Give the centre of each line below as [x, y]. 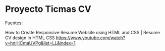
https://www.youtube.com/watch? [90, 38]
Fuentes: [14, 23]
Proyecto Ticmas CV [48, 9]
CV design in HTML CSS [30, 38]
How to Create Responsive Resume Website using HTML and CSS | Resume [82, 32]
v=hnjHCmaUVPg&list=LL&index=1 [40, 43]
